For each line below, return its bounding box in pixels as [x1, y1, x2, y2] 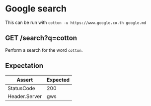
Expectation [5, 62, 44, 70]
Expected [46, 76, 70, 83]
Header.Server [7, 93, 42, 100]
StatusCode [7, 85, 36, 92]
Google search [5, 3, 67, 14]
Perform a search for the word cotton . [5, 47, 83, 53]
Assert [16, 76, 33, 83]
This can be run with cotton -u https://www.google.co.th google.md [5, 19, 147, 25]
